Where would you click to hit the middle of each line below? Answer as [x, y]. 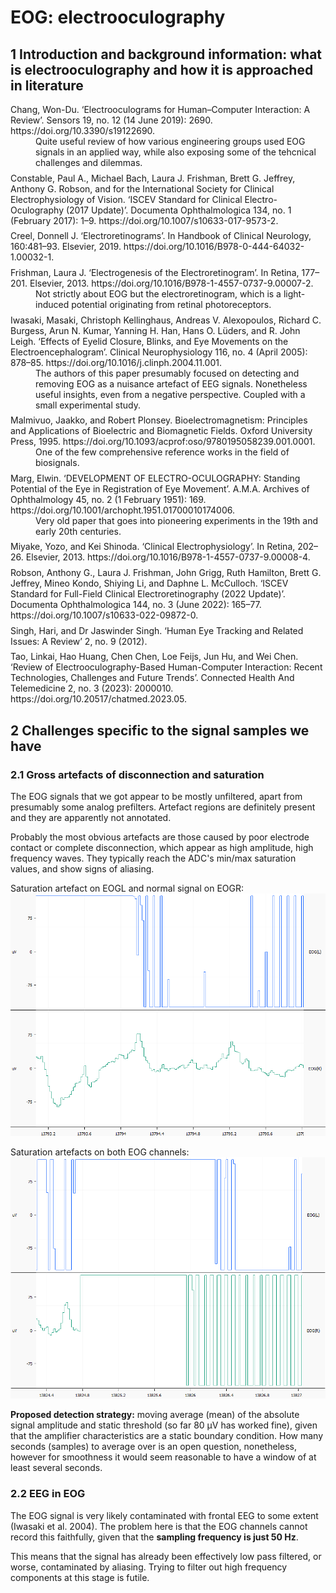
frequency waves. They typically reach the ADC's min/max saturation [153, 858]
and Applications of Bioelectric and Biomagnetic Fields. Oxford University [161, 431]
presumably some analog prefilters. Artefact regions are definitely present [163, 807]
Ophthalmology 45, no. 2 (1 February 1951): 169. [108, 499]
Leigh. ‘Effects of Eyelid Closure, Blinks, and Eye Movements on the [149, 341]
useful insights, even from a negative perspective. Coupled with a [170, 394]
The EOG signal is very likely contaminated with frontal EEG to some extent [164, 1515]
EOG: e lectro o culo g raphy [118, 17]
